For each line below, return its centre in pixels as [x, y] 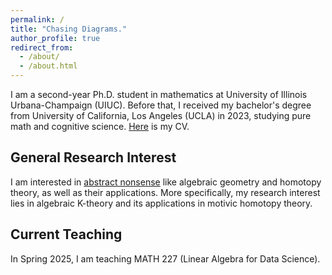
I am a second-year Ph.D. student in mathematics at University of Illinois [159, 94]
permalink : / [37, 19]
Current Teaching [66, 234]
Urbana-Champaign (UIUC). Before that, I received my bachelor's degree [161, 105]
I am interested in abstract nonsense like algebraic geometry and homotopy [166, 182]
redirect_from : [42, 47]
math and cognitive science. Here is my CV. [100, 126]
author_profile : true [55, 38]
